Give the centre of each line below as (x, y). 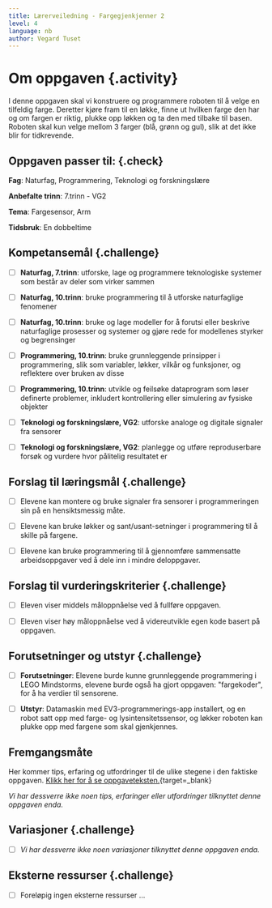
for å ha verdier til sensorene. (69, 693)
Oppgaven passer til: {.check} (86, 161)
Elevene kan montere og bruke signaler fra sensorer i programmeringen (139, 501)
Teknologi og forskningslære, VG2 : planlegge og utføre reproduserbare (140, 447)
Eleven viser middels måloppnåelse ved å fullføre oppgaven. (120, 605)
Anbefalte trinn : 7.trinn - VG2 (57, 196)
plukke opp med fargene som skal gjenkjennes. (99, 727)
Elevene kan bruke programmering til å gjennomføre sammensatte (130, 551)
